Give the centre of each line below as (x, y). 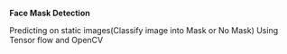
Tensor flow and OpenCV (56, 40)
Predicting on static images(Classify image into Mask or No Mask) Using (143, 30)
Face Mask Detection (50, 13)
